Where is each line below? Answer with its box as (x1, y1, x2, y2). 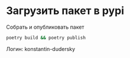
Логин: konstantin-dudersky (6, 45, 76, 52)
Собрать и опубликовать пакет (6, 23, 84, 30)
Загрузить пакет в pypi (6, 4, 125, 18)
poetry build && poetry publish (6, 35, 86, 40)
